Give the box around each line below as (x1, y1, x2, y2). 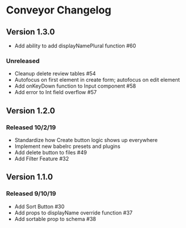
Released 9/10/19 (6, 189, 57, 198)
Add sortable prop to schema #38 (14, 215, 97, 222)
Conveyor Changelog (6, 4, 112, 17)
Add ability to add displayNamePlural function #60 (14, 42, 136, 49)
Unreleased (6, 57, 40, 65)
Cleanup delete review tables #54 (14, 70, 97, 77)
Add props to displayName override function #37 (14, 209, 133, 216)
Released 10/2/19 (6, 123, 56, 132)
